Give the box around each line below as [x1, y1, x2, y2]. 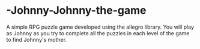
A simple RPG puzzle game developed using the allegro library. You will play [6, 23, 194, 30]
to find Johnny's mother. [6, 36, 67, 43]
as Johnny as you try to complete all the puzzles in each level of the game [6, 29, 190, 36]
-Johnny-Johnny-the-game [6, 4, 147, 17]
